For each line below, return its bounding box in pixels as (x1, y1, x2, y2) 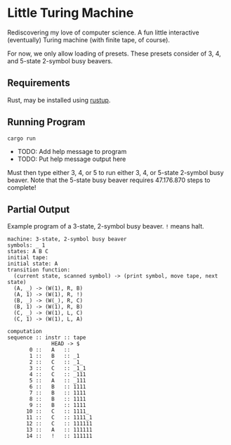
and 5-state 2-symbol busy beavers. (7, 56, 113, 65)
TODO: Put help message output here (17, 155, 126, 163)
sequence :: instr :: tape (7, 334, 86, 342)
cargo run (7, 135, 37, 142)
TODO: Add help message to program (17, 147, 127, 155)
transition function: (7, 266, 71, 273)
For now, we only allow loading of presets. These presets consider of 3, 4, (7, 49, 221, 58)
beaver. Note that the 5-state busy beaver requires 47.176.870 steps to (7, 176, 211, 184)
